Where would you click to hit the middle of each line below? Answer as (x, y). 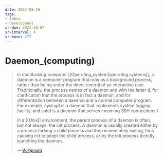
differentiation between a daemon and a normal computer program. (84, 100)
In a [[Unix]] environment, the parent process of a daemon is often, (84, 120)
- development (19, 23)
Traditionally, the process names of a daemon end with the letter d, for (87, 90)
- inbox (13, 19)
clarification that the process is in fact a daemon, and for (74, 95)
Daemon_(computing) (50, 61)
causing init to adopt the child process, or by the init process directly (86, 136)
